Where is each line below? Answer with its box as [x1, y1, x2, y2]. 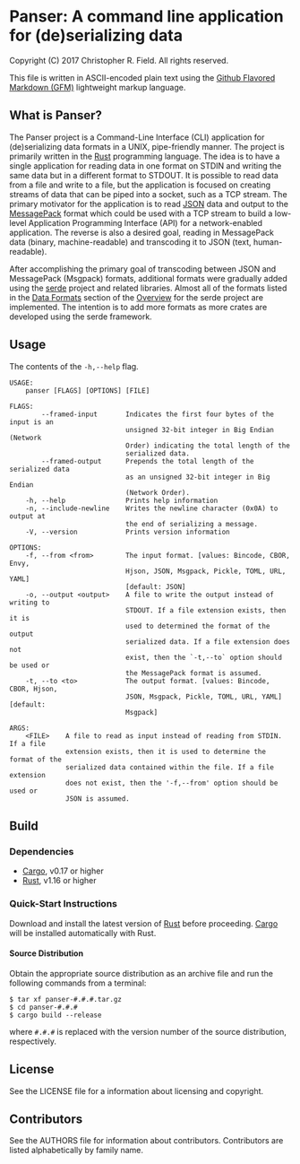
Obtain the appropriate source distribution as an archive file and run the [9, 968, 273, 978]
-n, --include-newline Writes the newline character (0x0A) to [25, 504, 279, 513]
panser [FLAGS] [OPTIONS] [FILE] [25, 386, 150, 395]
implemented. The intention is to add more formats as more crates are [9, 301, 268, 312]
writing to [9, 598, 50, 607]
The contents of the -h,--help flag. [9, 360, 139, 371]
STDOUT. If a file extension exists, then [124, 605, 287, 615]
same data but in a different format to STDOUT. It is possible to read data [9, 169, 279, 180]
